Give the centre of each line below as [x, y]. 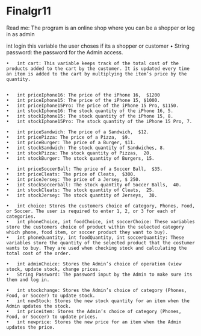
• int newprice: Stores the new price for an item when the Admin [94, 322]
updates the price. [31, 327]
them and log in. [28, 280]
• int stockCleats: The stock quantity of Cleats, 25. [80, 190]
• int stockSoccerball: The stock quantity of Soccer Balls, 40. [94, 185]
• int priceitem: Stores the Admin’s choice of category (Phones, [94, 311]
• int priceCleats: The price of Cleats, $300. [71, 174]
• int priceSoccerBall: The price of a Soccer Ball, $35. [85, 169]
